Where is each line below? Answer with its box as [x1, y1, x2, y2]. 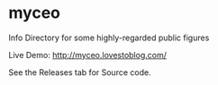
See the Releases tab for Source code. [8, 66, 151, 78]
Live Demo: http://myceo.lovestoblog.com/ [8, 49, 168, 60]
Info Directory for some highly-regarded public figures [8, 32, 210, 43]
